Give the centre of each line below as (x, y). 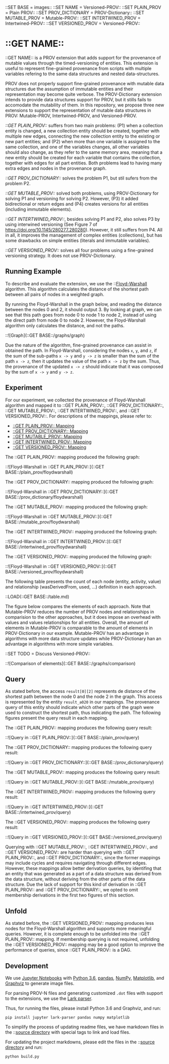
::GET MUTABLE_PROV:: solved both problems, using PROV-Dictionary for (82, 193)
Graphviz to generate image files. (40, 983)
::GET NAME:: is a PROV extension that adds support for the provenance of (83, 57)
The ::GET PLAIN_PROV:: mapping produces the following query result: (79, 728)
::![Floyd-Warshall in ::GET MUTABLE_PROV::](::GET (59, 516)
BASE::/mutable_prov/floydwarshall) (43, 522)
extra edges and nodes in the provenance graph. (56, 168)
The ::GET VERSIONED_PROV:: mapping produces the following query (78, 822)
